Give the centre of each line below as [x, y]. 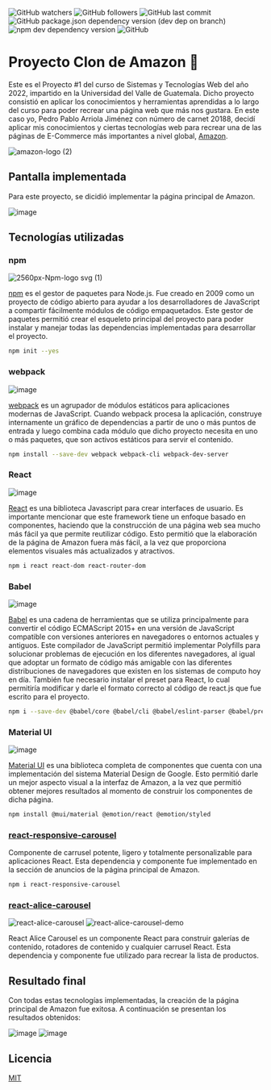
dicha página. [31, 800]
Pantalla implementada [67, 177]
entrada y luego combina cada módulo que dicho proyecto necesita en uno [133, 431]
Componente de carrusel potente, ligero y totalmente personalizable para [130, 853]
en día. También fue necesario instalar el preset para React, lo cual [119, 679]
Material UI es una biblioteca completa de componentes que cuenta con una [135, 766]
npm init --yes [34, 351]
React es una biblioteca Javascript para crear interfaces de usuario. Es [126, 507]
